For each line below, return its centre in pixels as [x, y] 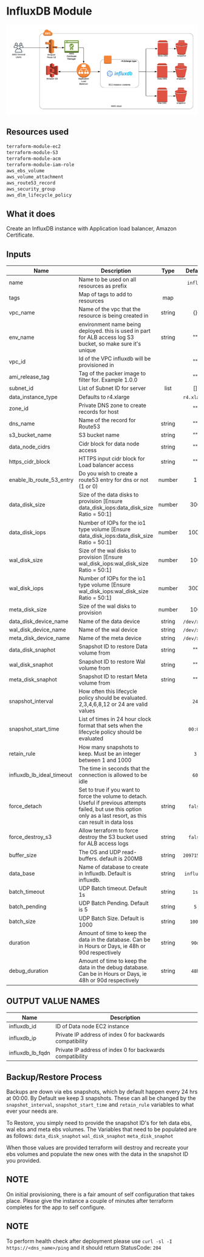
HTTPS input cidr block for [112, 458]
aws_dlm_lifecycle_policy [39, 195]
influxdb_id [22, 1026]
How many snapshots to [109, 747]
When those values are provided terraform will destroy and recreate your [97, 1147]
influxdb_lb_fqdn [29, 1053]
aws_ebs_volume [25, 171]
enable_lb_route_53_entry [41, 480]
